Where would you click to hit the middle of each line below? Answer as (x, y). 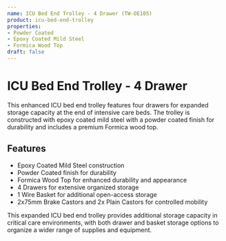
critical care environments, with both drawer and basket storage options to (113, 222)
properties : (24, 26)
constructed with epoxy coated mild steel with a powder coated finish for (111, 119)
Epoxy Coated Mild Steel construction (71, 165)
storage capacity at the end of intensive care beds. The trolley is (99, 112)
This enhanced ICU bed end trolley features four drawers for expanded (108, 105)
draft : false (26, 52)
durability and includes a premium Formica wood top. (83, 127)
